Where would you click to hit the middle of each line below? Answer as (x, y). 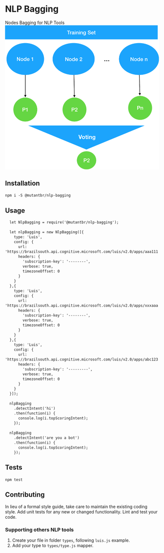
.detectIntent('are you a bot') (47, 438)
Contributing (25, 495)
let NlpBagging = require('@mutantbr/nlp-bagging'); (64, 222)
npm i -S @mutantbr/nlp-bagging (38, 195)
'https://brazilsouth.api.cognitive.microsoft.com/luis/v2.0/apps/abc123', (84, 359)
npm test (14, 480)
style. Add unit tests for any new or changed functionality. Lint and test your (81, 512)
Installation (22, 183)
